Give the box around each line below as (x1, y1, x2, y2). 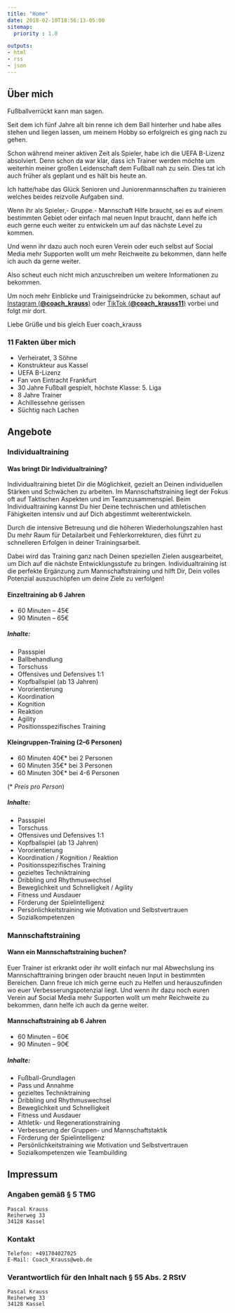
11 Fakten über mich (7, 338, 76, 348)
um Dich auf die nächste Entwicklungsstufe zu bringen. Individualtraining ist (7, 560, 227, 568)
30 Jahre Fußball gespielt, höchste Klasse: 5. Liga (17, 383, 161, 392)
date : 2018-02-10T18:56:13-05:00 (7, 17, 105, 24)
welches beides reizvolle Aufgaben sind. (7, 192, 124, 201)
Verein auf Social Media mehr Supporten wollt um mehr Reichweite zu (7, 993, 210, 1001)
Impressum (7, 1168, 58, 1180)
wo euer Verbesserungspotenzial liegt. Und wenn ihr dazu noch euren (7, 986, 210, 994)
